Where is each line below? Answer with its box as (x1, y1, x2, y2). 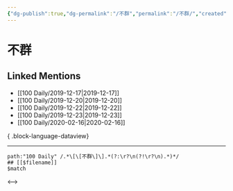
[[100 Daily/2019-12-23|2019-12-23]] (17, 110, 123, 119)
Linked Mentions (7, 70, 81, 82)
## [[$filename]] (7, 159, 58, 166)
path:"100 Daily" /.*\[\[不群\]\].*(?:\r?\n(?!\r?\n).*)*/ (7, 153, 180, 160)
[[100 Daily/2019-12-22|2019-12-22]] (17, 103, 123, 112)
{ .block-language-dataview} (7, 131, 89, 140)
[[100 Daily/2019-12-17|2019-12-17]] (17, 88, 120, 97)
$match (7, 165, 26, 172)
